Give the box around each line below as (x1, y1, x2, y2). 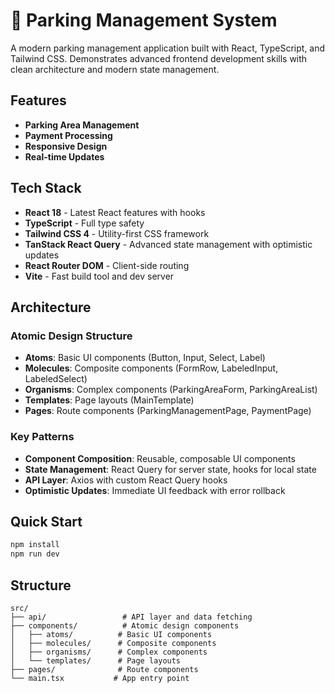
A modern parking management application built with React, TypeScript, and (10, 42, 326, 54)
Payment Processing (24, 129, 113, 141)
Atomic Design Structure (10, 329, 133, 343)
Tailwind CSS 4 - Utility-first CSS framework (24, 227, 210, 239)
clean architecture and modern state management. (10, 63, 220, 75)
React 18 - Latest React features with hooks (24, 206, 206, 218)
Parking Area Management (24, 119, 140, 131)
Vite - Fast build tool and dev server (24, 270, 175, 282)
